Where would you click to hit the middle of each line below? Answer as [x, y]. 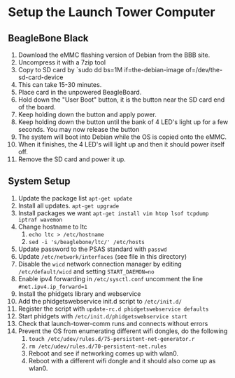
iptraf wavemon [40, 220]
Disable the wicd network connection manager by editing [100, 264]
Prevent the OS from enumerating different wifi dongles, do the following [123, 331]
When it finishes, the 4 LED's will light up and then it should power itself [121, 144]
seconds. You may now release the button [79, 129]
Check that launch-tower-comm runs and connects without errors [113, 323]
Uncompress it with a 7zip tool [62, 62]
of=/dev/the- [204, 70]
